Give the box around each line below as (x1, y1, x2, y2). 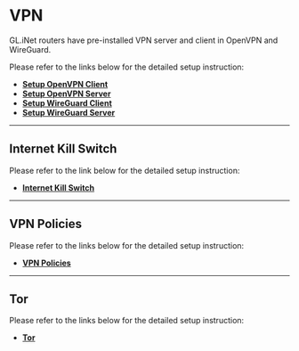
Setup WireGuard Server (21, 107, 116, 118)
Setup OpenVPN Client (21, 78, 109, 89)
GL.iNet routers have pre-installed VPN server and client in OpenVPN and (9, 35, 279, 45)
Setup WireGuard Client (21, 97, 113, 108)
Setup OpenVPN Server (21, 88, 111, 99)
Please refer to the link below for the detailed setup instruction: (9, 165, 240, 175)
